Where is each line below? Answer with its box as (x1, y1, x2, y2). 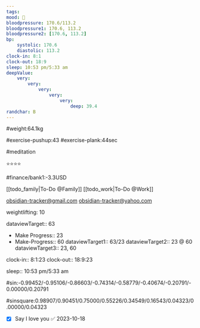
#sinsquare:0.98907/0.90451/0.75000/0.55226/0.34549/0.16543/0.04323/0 (6, 297, 194, 305)
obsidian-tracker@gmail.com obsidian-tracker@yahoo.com (6, 197, 152, 204)
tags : (6, 8, 20, 15)
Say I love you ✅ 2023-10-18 (14, 315, 85, 323)
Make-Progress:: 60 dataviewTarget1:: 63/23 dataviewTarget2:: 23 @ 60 (14, 238, 193, 246)
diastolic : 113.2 (17, 48, 60, 54)
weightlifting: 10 (6, 209, 45, 216)
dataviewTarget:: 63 (6, 220, 56, 228)
